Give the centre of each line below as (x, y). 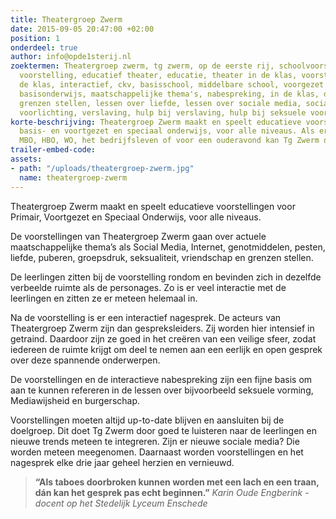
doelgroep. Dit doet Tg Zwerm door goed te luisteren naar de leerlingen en (163, 430)
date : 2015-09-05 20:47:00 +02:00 (82, 29)
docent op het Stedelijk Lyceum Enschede (121, 503)
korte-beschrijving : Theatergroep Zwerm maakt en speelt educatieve (156, 122)
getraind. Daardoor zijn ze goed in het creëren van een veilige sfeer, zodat (163, 338)
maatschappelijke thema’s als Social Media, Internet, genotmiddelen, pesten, (168, 247)
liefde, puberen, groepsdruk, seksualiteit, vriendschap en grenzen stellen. (162, 257)
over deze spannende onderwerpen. (85, 360)
